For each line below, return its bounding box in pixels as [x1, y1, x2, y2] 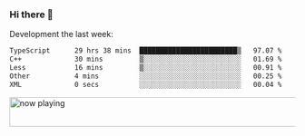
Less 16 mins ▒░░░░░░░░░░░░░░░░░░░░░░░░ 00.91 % [9, 63, 282, 73]
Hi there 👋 [9, 8, 54, 21]
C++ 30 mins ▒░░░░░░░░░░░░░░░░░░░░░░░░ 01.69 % [9, 54, 282, 64]
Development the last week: [9, 29, 113, 40]
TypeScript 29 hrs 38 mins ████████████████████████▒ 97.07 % [9, 46, 282, 55]
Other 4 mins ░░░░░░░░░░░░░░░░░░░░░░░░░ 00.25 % [9, 72, 282, 81]
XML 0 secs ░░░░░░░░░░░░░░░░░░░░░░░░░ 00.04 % [9, 80, 282, 89]
